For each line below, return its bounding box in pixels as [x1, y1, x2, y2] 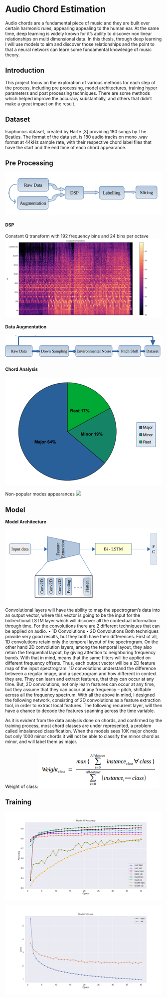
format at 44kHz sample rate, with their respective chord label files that [5, 139, 152, 145]
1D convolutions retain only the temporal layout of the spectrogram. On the [5, 639, 159, 645]
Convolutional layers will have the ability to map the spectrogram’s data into [5, 607, 161, 613]
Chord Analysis [5, 366, 38, 372]
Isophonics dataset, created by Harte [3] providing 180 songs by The [5, 128, 147, 134]
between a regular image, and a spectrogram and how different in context [5, 670, 157, 677]
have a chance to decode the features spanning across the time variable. [5, 708, 156, 714]
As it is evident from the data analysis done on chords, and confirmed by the [5, 717, 163, 723]
